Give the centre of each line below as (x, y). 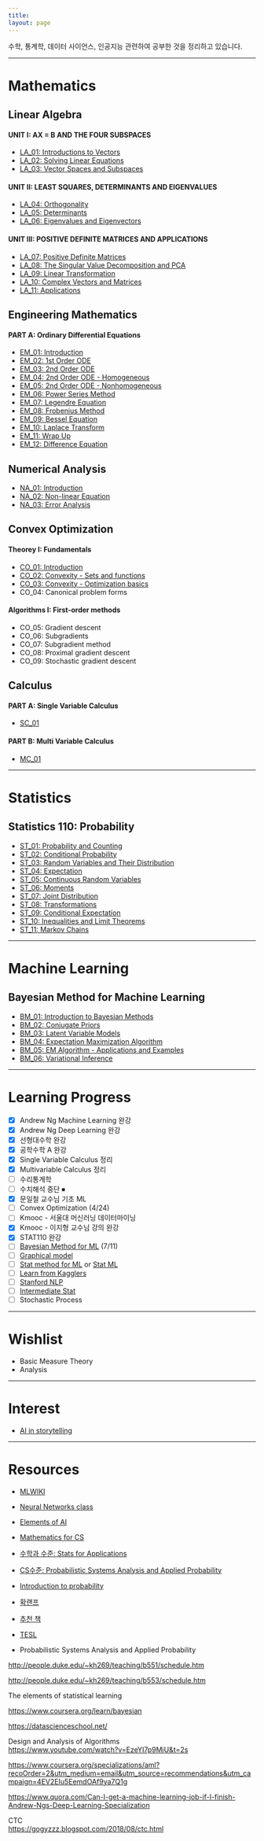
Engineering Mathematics (73, 315)
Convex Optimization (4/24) (64, 1208)
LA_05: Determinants (53, 212)
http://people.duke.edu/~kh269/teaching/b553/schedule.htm (107, 1680)
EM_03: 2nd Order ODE (57, 369)
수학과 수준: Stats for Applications (73, 1553)
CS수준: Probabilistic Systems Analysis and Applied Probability (121, 1570)
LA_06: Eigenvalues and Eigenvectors (80, 221)
